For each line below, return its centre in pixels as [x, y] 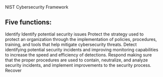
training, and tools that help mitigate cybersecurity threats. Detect [71, 44]
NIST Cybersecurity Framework [37, 7]
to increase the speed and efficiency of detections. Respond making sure [79, 55]
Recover [13, 70]
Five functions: [28, 22]
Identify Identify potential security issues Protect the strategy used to [74, 34]
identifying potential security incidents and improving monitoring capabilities [82, 49]
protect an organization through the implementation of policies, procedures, [81, 39]
